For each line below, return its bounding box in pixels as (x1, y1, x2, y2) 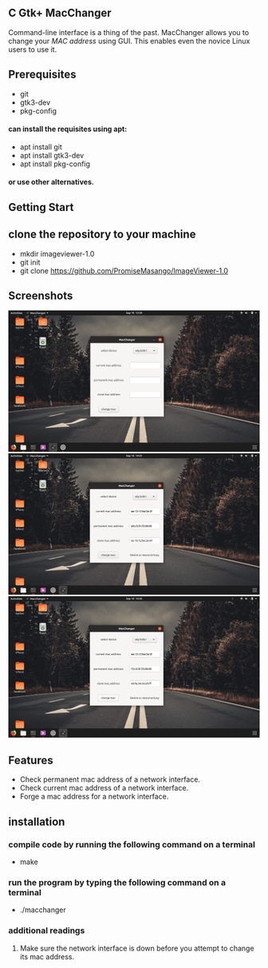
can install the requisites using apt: (8, 124, 128, 134)
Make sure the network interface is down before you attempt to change (19, 943, 254, 953)
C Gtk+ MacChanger (8, 6, 112, 20)
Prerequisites (8, 68, 77, 82)
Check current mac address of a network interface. (19, 783, 189, 793)
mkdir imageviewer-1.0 (19, 249, 95, 258)
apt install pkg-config (19, 159, 90, 169)
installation (8, 815, 65, 828)
